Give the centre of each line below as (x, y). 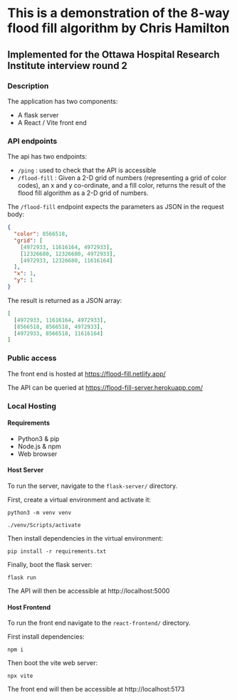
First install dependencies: (46, 637)
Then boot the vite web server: (53, 663)
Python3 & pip (38, 438)
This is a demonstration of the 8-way (118, 13)
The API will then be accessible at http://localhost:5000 (89, 590)
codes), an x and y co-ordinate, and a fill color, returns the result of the (122, 186)
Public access (32, 359)
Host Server (26, 470)
